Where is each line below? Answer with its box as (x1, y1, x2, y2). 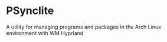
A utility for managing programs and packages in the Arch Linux (6, 23, 161, 30)
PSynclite (6, 4, 54, 17)
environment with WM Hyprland (6, 29, 84, 36)
